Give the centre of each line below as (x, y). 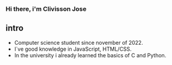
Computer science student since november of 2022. (79, 42)
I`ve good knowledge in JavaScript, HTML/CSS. (73, 49)
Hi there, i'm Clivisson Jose (46, 9)
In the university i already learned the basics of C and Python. (90, 55)
